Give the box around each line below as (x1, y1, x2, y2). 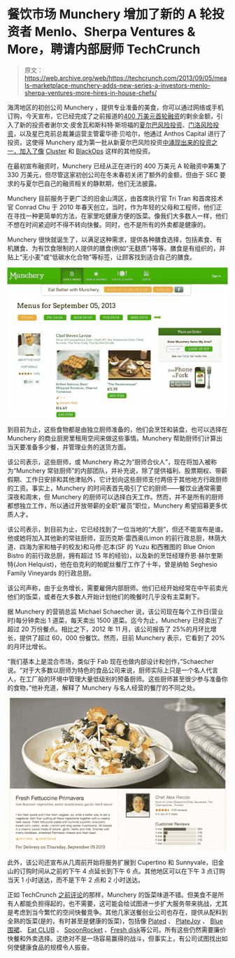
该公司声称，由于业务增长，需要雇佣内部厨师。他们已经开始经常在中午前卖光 (7, 584, 228, 592)
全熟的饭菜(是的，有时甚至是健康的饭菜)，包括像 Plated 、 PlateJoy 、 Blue (7, 917, 224, 925)
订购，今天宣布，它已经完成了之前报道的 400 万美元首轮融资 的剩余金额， (7, 111, 217, 120)
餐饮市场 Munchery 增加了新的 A (7, 6, 197, 22)
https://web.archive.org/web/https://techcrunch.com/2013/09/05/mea (24, 74, 227, 82)
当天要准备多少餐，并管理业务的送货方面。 (7, 443, 130, 452)
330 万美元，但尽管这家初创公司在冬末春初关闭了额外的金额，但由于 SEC (7, 170, 218, 179)
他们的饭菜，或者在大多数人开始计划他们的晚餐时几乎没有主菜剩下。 (7, 592, 204, 601)
